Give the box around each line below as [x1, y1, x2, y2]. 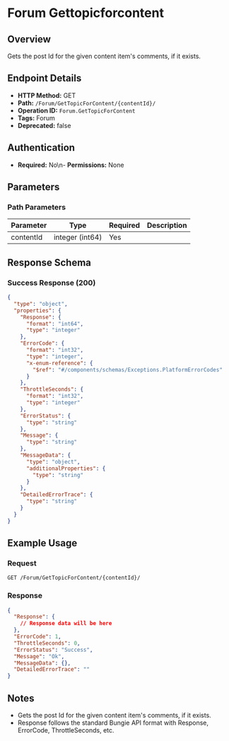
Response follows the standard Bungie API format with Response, [17, 718, 209, 727]
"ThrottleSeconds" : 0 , [13, 639, 81, 647]
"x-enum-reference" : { [25, 360, 93, 367]
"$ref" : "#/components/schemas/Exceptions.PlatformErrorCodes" [33, 366, 223, 373]
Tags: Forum [17, 113, 55, 122]
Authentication [7, 142, 76, 154]
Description [146, 221, 187, 231]
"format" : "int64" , [25, 320, 83, 327]
